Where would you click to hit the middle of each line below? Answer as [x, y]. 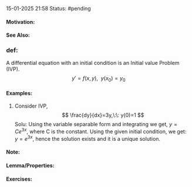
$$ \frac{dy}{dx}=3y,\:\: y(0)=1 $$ [103, 115]
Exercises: [19, 179]
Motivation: [21, 22]
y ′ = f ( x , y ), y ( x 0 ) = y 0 [99, 79]
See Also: [18, 35]
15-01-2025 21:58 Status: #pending [48, 8]
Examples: [19, 93]
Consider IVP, [31, 106]
